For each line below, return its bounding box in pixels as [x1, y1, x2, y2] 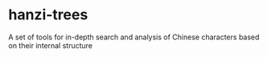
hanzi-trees [8, 6, 88, 24]
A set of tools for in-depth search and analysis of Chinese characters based [8, 32, 260, 42]
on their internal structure [8, 40, 93, 50]
